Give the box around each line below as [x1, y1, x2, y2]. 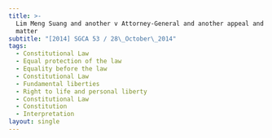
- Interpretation [15, 110, 75, 119]
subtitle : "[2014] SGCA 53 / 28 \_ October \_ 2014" [8, 34, 177, 43]
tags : [8, 42, 27, 50]
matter [15, 27, 38, 35]
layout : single [8, 118, 60, 126]
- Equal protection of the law [15, 58, 122, 66]
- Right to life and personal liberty [15, 87, 148, 96]
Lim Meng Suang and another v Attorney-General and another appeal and [15, 19, 265, 28]
